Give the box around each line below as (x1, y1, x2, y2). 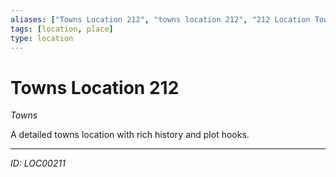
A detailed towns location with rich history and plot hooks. (10, 129, 250, 141)
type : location (10, 33, 74, 43)
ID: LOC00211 (10, 157, 66, 170)
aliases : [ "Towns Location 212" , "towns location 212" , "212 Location (10, 14, 311, 25)
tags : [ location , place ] (10, 24, 114, 34)
